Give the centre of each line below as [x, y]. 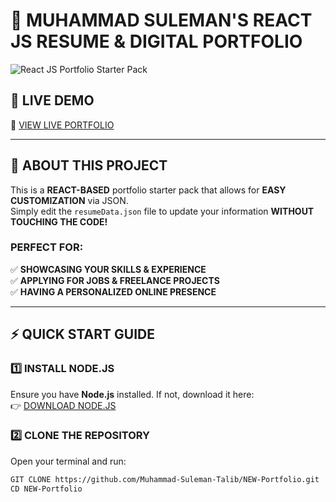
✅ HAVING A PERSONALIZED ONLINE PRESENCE [113, 291]
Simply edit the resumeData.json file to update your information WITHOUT [162, 211]
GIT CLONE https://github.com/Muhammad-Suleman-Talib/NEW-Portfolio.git [165, 479]
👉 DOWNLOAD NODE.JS [63, 405]
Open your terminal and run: [68, 461]
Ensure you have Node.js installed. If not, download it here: [132, 394]
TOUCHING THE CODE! [59, 221]
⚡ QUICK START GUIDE [82, 334]
